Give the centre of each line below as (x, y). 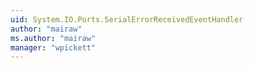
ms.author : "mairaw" (53, 38)
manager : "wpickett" (53, 47)
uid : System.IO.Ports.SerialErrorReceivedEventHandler (127, 19)
